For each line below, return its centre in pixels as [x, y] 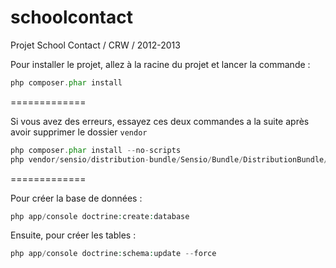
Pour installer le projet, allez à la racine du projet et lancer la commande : [160, 64]
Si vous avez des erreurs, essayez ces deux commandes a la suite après [160, 121]
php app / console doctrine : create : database [100, 216]
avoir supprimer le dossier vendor [79, 132]
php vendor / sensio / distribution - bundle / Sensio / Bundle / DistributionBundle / [169, 159]
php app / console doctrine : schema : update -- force [113, 254]
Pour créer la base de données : [76, 198]
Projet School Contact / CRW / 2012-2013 [95, 45]
